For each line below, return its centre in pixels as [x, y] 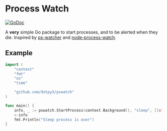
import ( [14, 65]
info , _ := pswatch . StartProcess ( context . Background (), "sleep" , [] [86, 110]
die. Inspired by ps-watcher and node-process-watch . [61, 37]
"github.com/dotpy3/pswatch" [44, 92]
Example [19, 53]
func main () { [20, 106]
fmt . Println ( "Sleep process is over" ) [54, 120]
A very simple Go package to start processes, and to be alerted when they [82, 32]
